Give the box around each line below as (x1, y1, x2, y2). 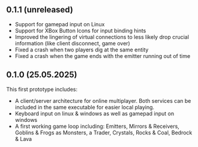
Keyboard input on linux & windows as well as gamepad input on (14, 110, 175, 117)
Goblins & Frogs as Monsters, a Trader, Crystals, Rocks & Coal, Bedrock (14, 128, 193, 136)
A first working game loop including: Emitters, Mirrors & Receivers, (14, 122, 180, 130)
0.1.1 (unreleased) (6, 5, 73, 15)
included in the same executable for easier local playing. (14, 103, 155, 111)
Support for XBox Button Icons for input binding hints (14, 27, 146, 34)
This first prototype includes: (6, 85, 78, 93)
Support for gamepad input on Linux (14, 20, 105, 27)
